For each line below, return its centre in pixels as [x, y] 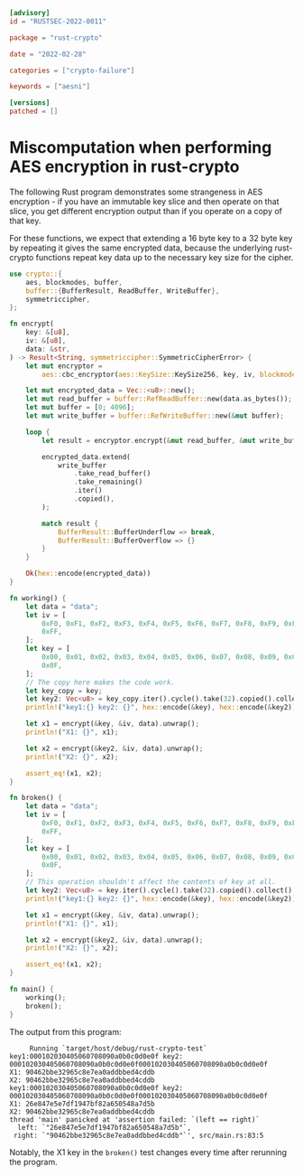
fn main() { [32, 990]
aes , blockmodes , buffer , [74, 282]
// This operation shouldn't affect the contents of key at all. [151, 882]
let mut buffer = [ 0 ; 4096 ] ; [80, 408]
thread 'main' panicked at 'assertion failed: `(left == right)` [134, 1120]
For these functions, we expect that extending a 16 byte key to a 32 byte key [151, 238]
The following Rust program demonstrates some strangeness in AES [136, 192]
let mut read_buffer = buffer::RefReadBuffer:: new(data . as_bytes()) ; [159, 399]
